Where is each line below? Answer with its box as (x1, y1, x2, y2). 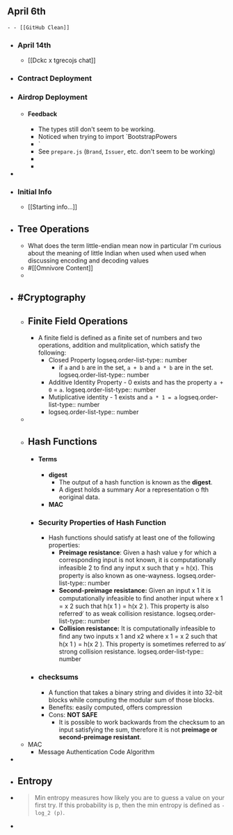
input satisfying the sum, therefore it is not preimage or (58, 725, 218, 734)
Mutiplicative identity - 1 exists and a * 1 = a (48, 393, 178, 401)
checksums (38, 672, 79, 682)
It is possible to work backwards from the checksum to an (58, 718, 225, 726)
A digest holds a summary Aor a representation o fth (58, 485, 209, 494)
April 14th (17, 40, 51, 50)
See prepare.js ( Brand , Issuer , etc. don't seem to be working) (38, 147, 216, 156)
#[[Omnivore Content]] (27, 264, 93, 272)
